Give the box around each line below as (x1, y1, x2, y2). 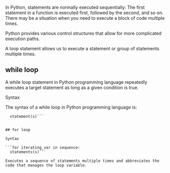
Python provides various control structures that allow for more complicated (5, 30, 162, 36)
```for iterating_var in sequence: (5, 145, 80, 150)
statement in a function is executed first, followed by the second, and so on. (5, 10, 163, 16)
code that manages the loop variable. (5, 162, 87, 168)
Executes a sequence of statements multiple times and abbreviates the (5, 158, 159, 163)
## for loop (5, 127, 30, 132)
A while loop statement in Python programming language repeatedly (5, 79, 148, 85)
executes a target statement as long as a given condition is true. (5, 84, 139, 90)
